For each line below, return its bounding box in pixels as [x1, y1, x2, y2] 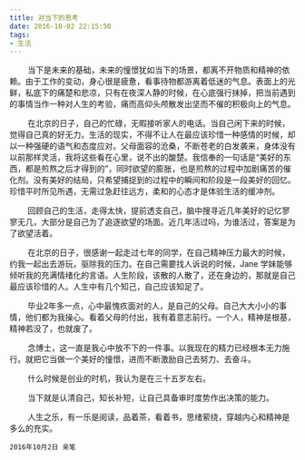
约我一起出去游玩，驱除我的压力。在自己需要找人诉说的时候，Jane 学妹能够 [9, 259, 293, 269]
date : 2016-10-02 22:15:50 [9, 22, 112, 31]
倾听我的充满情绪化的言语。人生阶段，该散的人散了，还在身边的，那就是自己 [9, 269, 296, 281]
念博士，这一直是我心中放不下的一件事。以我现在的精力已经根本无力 [26, 342, 282, 354]
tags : [9, 30, 30, 39]
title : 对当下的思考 [9, 13, 79, 23]
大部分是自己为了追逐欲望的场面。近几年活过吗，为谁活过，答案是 [40, 217, 288, 228]
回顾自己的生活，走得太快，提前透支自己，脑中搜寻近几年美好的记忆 [26, 205, 282, 216]
